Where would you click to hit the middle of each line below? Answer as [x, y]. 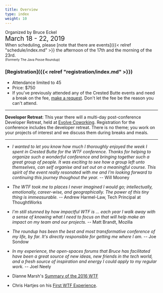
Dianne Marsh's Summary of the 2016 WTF [55, 276]
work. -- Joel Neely [32, 266]
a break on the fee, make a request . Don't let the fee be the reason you [83, 98]
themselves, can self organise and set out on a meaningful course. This [84, 167]
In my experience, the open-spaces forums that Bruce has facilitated [81, 251]
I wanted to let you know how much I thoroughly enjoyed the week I [80, 146]
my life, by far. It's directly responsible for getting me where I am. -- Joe [84, 236]
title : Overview [21, 9]
